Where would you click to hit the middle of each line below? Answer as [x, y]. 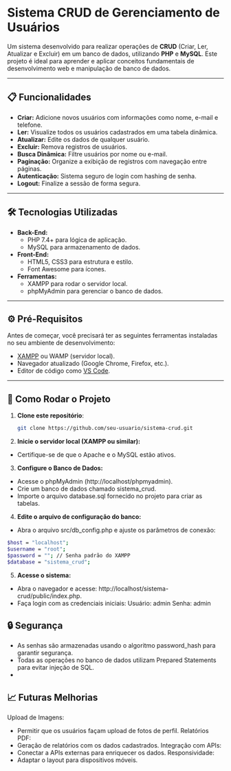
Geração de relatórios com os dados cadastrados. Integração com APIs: [119, 746]
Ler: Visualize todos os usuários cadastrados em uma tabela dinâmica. [117, 132]
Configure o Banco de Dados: [60, 468]
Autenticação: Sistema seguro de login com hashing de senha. [107, 176]
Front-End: [33, 254]
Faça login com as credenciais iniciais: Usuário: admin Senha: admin [114, 603]
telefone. [30, 125]
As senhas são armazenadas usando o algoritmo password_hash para [116, 646]
